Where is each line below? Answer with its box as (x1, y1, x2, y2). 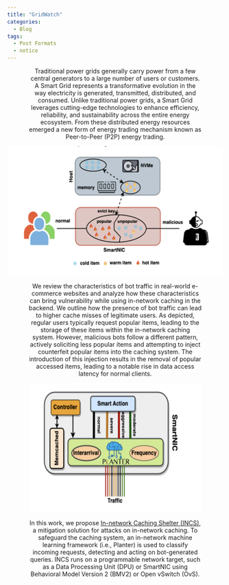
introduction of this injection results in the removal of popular (29, 355, 202, 363)
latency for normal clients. (78, 369, 152, 378)
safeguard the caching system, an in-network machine (38, 534, 193, 542)
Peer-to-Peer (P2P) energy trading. (65, 133, 165, 141)
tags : (7, 33, 23, 40)
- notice (13, 47, 38, 54)
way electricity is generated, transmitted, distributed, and (34, 89, 197, 97)
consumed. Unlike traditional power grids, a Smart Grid (37, 96, 193, 104)
